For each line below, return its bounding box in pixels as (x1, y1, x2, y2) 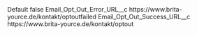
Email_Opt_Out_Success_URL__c (97, 12, 191, 21)
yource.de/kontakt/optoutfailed (7, 12, 96, 21)
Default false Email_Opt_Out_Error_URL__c (7, 5, 128, 13)
